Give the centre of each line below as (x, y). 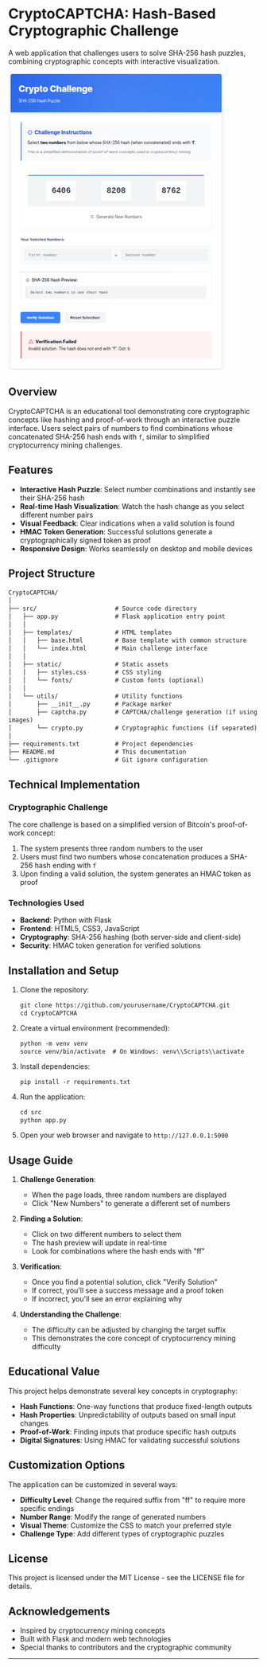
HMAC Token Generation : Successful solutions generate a (116, 531)
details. (20, 1587)
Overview (33, 392)
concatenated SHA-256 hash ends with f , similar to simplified (109, 436)
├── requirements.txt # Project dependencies (101, 744)
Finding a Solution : (51, 1219)
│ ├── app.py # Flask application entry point (117, 617)
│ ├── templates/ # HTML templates (90, 633)
